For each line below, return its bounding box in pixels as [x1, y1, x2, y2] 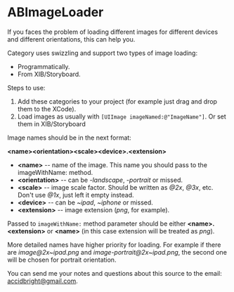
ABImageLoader [7, 4, 104, 20]
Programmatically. [17, 62, 70, 71]
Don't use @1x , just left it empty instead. [17, 190, 135, 199]
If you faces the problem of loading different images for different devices [7, 28, 219, 36]
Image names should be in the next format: [7, 133, 131, 142]
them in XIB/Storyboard [17, 119, 86, 128]
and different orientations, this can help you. [7, 35, 136, 43]
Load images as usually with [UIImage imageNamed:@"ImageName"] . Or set [17, 112, 226, 121]
